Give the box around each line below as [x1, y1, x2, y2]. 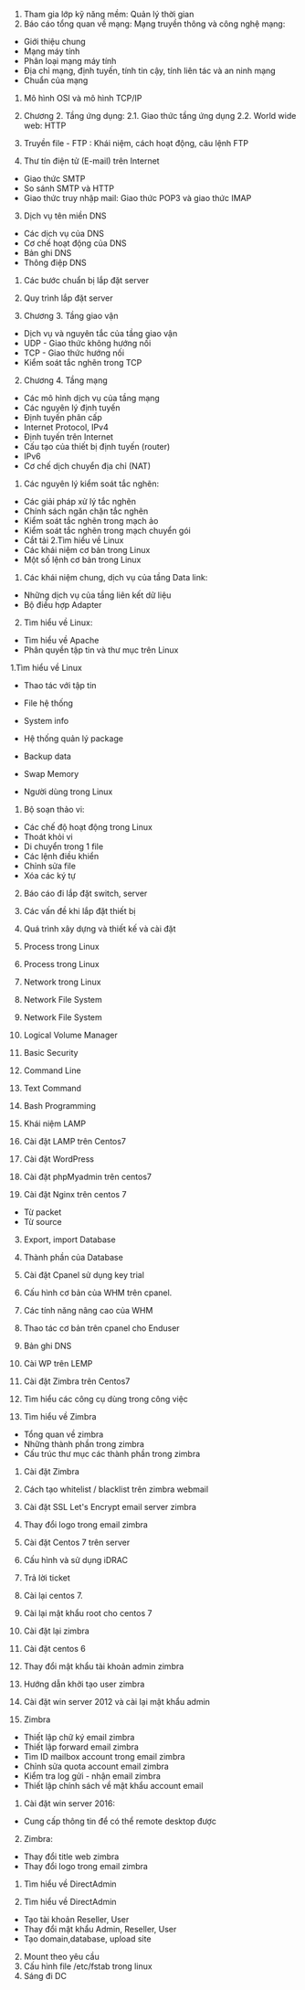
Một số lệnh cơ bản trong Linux [23, 554, 142, 565]
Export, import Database [23, 1234, 117, 1245]
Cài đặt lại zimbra [23, 1625, 89, 1636]
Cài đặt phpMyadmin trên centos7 [23, 1171, 152, 1182]
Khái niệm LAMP [23, 1118, 86, 1129]
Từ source [23, 1217, 62, 1227]
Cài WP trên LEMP [23, 1358, 93, 1368]
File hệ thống [23, 697, 74, 708]
